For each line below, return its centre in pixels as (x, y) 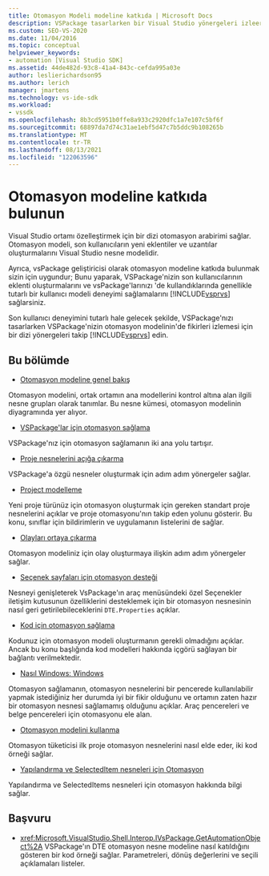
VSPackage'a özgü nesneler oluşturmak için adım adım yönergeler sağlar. (130, 474)
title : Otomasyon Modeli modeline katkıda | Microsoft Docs (111, 16)
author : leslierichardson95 (55, 75)
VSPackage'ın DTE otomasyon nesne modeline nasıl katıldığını (147, 846)
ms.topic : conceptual (44, 46)
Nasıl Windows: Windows (62, 673)
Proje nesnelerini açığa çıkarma (72, 458)
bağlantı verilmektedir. (45, 658)
